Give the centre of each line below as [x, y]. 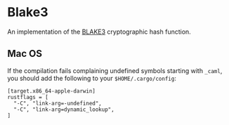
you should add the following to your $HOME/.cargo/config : [92, 78]
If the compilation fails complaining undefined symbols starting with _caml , [115, 70]
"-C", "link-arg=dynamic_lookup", [64, 110]
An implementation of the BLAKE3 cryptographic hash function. [99, 32]
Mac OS [25, 54]
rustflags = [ [28, 97]
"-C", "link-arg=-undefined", [58, 103]
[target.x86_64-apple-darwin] [52, 91]
